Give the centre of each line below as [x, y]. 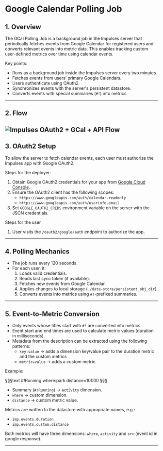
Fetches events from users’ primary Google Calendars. [67, 78]
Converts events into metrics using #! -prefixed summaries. [78, 294]
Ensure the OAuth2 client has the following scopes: [63, 192]
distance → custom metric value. [45, 400]
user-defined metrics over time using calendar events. [59, 54]
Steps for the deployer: [28, 172]
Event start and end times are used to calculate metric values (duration [83, 331]
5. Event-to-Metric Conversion [52, 314]
